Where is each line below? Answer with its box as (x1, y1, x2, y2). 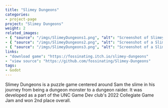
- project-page (5, 16, 37, 21)
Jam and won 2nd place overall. (5, 97, 71, 103)
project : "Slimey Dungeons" (5, 21, 64, 26)
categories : (5, 12, 30, 17)
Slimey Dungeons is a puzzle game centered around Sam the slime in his (5, 81, 155, 87)
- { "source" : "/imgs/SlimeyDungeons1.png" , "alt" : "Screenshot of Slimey (5, 35, 164, 40)
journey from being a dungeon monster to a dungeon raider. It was (5, 87, 142, 92)
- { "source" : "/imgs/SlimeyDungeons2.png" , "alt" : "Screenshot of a (5, 40, 153, 45)
